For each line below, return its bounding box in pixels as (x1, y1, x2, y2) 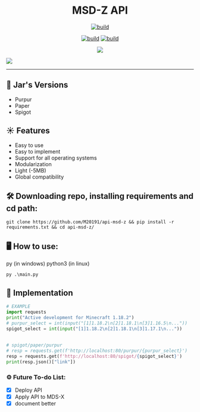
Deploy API (14, 386, 43, 394)
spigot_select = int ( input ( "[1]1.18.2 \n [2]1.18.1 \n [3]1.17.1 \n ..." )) (6, 326, 183, 332)
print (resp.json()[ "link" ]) (6, 358, 76, 365)
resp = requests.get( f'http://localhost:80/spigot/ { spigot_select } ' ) (6, 353, 183, 359)
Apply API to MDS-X (14, 393, 65, 400)
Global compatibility (14, 173, 64, 180)
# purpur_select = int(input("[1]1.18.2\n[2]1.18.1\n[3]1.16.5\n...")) (6, 320, 187, 326)
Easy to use (14, 141, 43, 149)
